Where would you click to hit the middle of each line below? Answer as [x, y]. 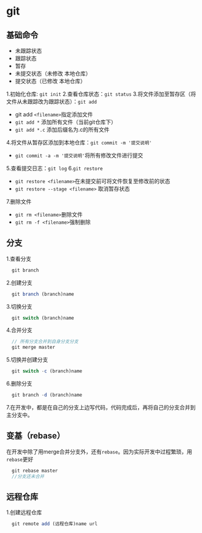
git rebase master [35, 471]
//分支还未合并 [28, 476]
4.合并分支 [19, 330]
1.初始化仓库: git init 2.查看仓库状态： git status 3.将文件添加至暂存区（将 [101, 94]
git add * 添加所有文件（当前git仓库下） [66, 122]
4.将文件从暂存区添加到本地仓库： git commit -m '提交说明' [79, 142]
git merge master [34, 347]
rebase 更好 [20, 459]
